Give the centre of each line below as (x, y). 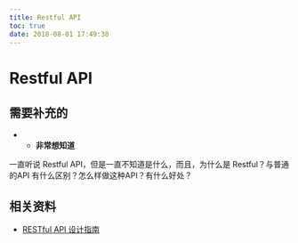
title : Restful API (45, 17)
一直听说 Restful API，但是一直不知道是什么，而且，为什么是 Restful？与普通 (149, 165)
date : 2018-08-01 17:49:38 (59, 34)
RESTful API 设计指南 (61, 230)
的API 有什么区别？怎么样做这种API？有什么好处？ (101, 175)
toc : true (28, 26)
